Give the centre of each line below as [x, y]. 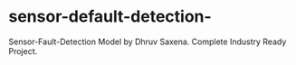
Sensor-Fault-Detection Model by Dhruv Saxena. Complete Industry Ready [148, 42]
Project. [23, 51]
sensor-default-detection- [110, 17]
